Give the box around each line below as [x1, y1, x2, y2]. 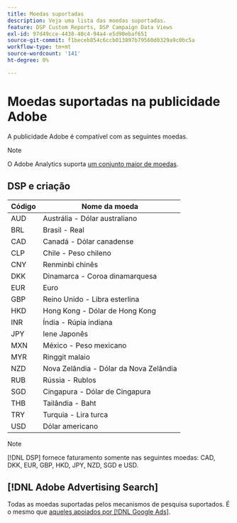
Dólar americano [43, 421, 99, 431]
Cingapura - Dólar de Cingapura [43, 387, 151, 397]
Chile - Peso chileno [43, 248, 111, 258]
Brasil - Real [43, 225, 85, 234]
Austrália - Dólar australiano [43, 213, 138, 223]
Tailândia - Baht [43, 398, 97, 408]
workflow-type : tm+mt [7, 43, 72, 50]
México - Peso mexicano [43, 340, 127, 350]
